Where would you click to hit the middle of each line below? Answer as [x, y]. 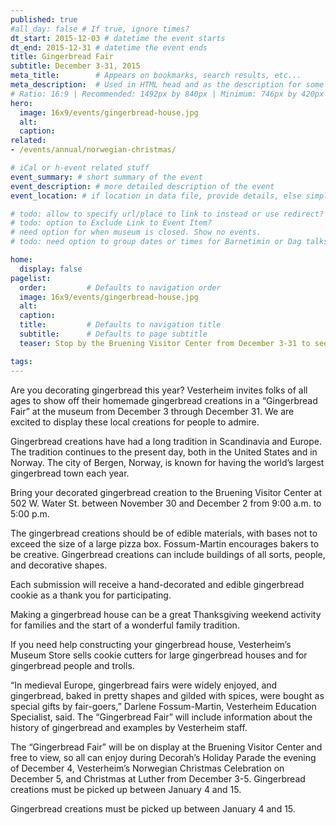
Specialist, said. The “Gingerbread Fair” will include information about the [161, 717]
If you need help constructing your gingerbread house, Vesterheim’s [151, 644]
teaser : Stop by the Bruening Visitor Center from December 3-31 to [165, 343]
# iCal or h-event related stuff [80, 168]
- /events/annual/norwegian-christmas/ [93, 150]
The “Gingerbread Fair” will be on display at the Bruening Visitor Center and [166, 747]
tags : [21, 361]
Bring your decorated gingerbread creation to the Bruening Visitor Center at [166, 492]
